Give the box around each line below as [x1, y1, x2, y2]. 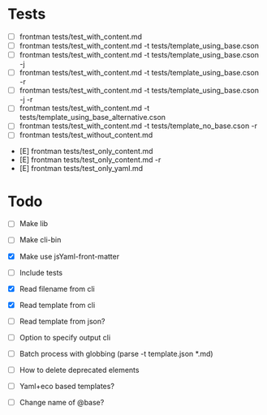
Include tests [19, 267, 62, 277]
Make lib [19, 219, 49, 229]
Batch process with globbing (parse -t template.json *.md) [19, 349, 213, 358]
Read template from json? [19, 316, 106, 326]
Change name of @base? [19, 398, 105, 408]
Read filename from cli [19, 284, 95, 293]
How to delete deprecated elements [19, 365, 140, 374]
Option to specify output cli [19, 332, 111, 342]
